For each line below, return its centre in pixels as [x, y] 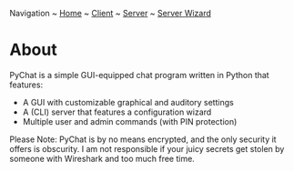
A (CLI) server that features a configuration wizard [117, 112]
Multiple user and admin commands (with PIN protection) [130, 121]
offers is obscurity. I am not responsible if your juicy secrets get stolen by [147, 148]
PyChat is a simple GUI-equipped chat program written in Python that [140, 75]
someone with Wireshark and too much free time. [102, 158]
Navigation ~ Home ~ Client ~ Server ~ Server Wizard [111, 13]
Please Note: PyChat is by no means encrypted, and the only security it [143, 139]
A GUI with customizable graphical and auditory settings [128, 102]
